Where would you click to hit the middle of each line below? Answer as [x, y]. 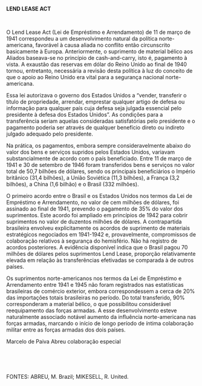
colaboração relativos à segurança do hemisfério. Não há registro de [92, 241]
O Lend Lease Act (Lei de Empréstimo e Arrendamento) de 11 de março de [99, 32]
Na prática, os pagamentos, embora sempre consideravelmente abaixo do [99, 146]
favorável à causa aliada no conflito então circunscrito [103, 45]
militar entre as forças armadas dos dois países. [66, 330]
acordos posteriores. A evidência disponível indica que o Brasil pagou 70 [97, 247]
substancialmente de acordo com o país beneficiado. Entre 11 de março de [99, 159]
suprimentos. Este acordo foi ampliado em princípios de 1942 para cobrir [97, 215]
